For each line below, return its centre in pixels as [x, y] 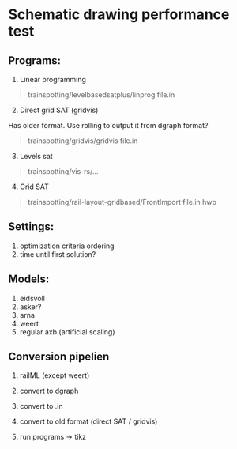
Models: [29, 279]
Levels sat [36, 156]
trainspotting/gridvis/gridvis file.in [83, 141]
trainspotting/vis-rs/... [63, 171]
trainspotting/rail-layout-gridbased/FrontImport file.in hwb [122, 202]
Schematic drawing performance [119, 15]
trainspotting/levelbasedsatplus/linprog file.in [101, 95]
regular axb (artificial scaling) [68, 332]
